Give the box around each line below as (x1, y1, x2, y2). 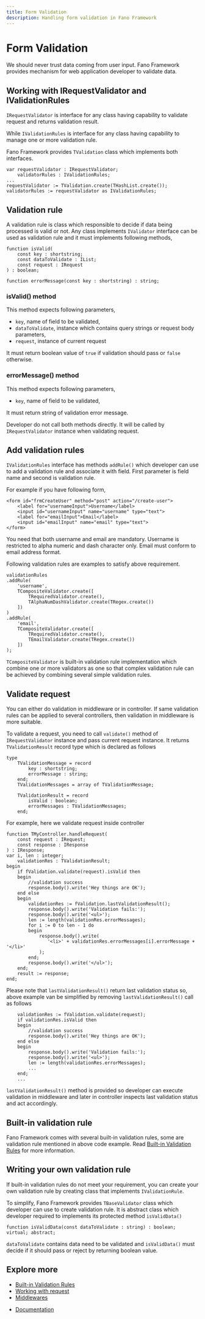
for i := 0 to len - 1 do (28, 922, 95, 929)
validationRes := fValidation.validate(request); (17, 1012, 146, 1018)
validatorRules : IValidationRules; (17, 172, 111, 178)
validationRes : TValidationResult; (17, 858, 111, 864)
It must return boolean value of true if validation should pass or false (6, 349, 181, 357)
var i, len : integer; (6, 853, 64, 859)
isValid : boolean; (28, 798, 78, 804)
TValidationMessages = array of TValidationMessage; (17, 782, 154, 788)
